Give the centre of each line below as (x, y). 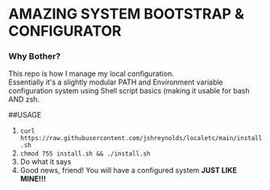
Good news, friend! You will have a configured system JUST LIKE (129, 171)
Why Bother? (35, 56)
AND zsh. (24, 99)
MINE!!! (33, 179)
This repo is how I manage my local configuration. (91, 74)
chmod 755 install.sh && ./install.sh (85, 154)
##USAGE (25, 115)
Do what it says (46, 162)
